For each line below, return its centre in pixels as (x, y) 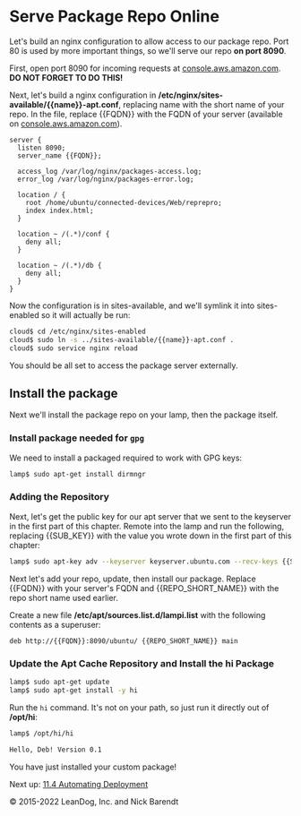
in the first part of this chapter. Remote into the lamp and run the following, (147, 526)
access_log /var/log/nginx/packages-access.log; (110, 171)
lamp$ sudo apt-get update (60, 683)
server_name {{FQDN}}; (60, 155)
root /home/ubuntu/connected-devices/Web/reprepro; (124, 202)
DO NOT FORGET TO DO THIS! (66, 77)
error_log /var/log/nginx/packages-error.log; (106, 179)
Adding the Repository (59, 497)
